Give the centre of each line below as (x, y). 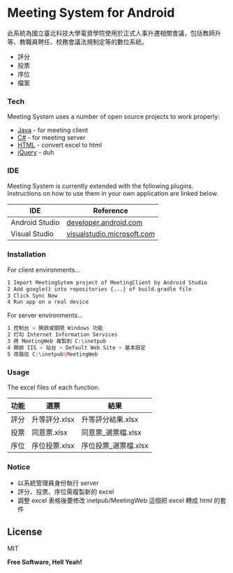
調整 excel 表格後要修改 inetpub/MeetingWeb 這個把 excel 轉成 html (115, 500)
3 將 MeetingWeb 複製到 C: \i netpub (57, 341)
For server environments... (45, 315)
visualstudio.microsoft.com (111, 233)
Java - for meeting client (53, 130)
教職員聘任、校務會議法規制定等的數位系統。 (83, 42)
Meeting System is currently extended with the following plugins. (100, 186)
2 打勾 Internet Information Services (62, 335)
